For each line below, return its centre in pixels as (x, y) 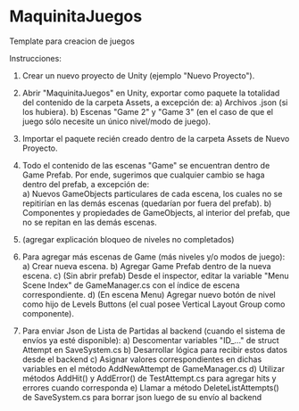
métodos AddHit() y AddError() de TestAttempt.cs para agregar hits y (149, 378)
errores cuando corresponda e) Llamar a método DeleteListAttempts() (150, 387)
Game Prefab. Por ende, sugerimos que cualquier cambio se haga (143, 175)
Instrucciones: (36, 58)
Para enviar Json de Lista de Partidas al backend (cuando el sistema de (154, 331)
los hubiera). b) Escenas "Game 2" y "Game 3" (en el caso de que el (148, 111)
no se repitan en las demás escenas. (90, 222)
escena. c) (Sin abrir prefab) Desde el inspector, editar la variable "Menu (155, 275)
